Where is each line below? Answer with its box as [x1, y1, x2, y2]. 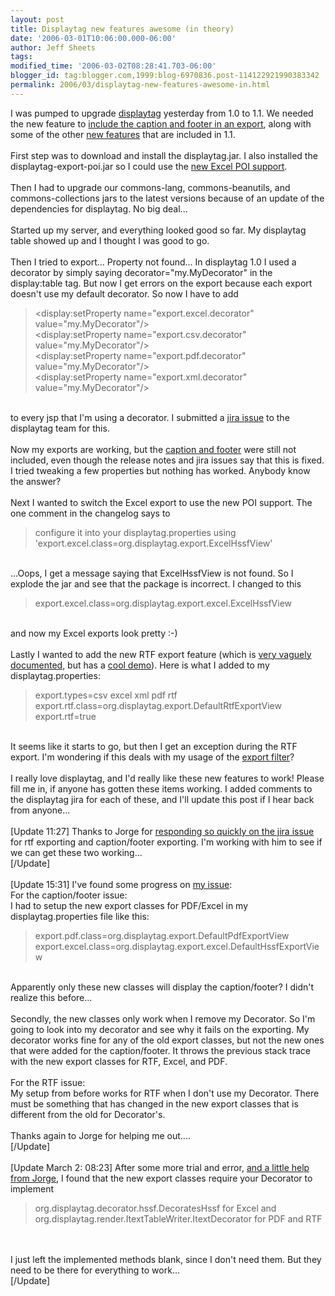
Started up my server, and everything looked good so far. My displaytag [10, 224, 307, 236]
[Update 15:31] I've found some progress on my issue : [10, 878, 233, 890]
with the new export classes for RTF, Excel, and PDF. [10, 1055, 228, 1067]
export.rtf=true [34, 710, 97, 722]
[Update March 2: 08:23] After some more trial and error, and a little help [10, 1161, 310, 1173]
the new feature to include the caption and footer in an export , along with [10, 117, 312, 130]
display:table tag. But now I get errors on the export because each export [10, 277, 313, 289]
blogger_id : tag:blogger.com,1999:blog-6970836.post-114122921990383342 [10, 71, 320, 81]
